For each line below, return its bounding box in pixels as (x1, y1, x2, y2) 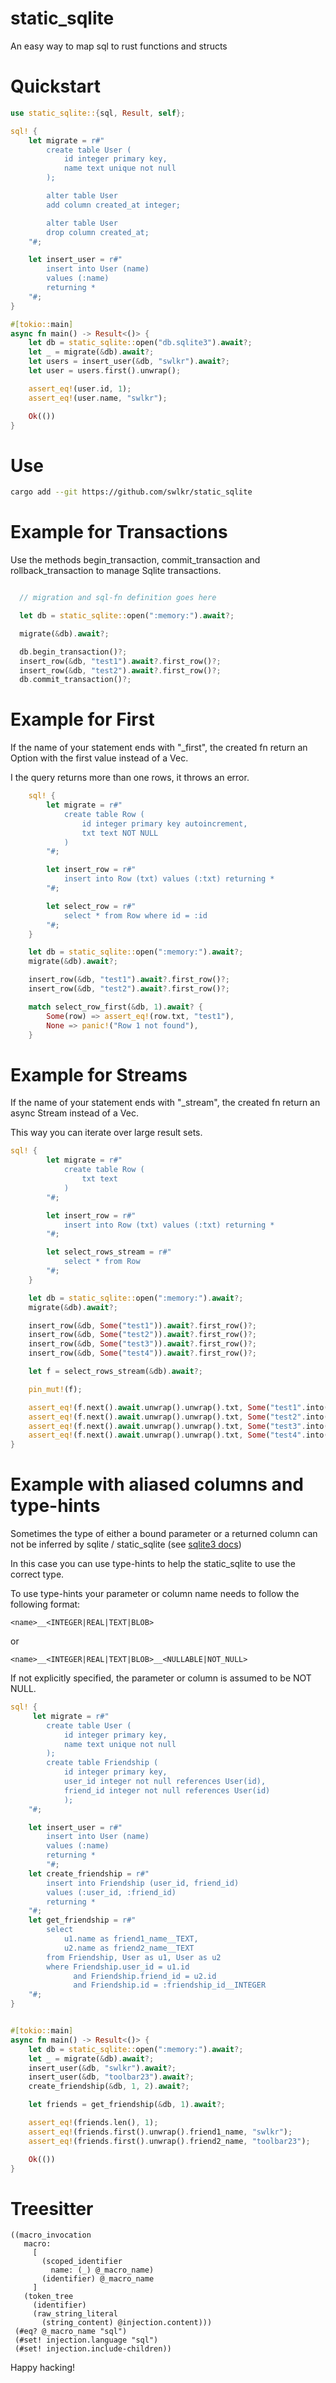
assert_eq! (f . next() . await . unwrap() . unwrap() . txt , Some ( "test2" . (28, 1412, 307, 1422)
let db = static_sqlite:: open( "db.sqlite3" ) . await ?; (28, 338, 253, 348)
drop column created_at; (46, 227, 150, 237)
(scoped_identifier (41, 2257, 123, 2267)
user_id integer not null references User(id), (63, 1777, 267, 1787)
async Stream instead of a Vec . (10, 1107, 139, 1119)
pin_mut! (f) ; (28, 1384, 83, 1394)
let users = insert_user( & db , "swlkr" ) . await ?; (28, 357, 230, 367)
